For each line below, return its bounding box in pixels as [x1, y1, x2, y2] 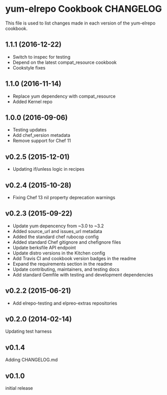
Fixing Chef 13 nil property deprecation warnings [12, 195, 116, 200]
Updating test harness [5, 328, 52, 335]
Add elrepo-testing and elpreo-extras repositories [12, 300, 118, 306]
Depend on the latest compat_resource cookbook [12, 59, 117, 65]
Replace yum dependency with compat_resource [12, 93, 116, 99]
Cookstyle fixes [12, 64, 46, 71]
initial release [5, 385, 33, 391]
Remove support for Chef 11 [12, 137, 71, 144]
